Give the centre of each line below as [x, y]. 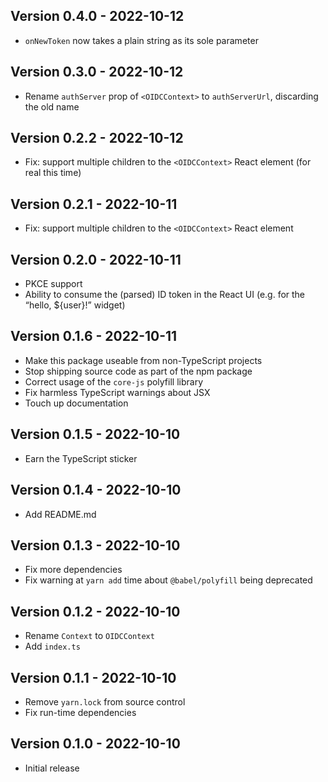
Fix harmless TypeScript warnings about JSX [117, 392]
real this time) [53, 173]
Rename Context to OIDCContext [89, 636]
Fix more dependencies [73, 570]
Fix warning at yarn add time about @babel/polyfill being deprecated [168, 580]
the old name [52, 106]
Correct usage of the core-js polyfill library [114, 381]
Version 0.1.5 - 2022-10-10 [95, 434]
